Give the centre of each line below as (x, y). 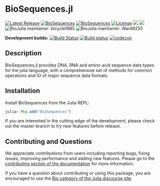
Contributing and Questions (49, 141)
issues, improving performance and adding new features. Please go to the (80, 159)
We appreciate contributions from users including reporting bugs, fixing (78, 153)
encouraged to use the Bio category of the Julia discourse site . (69, 178)
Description (23, 53)
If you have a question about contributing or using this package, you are (78, 173)
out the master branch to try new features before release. (63, 126)
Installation (23, 91)
